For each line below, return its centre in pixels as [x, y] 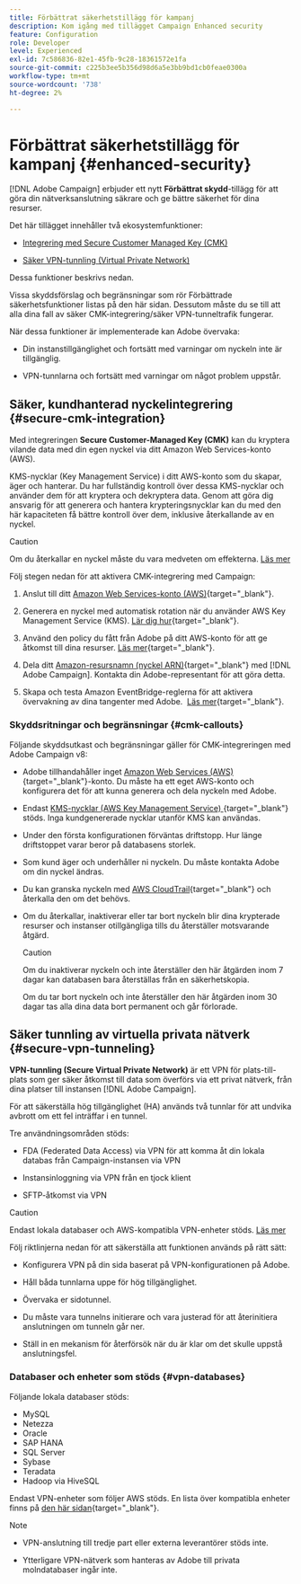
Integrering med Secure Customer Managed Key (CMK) [125, 243]
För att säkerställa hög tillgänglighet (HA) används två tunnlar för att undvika [150, 1107]
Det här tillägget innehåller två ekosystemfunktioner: [106, 226]
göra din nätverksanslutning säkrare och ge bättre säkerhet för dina [134, 199]
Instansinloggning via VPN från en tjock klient [106, 1178]
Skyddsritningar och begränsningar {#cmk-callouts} [127, 725]
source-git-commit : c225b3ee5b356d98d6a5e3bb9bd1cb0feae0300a [128, 68]
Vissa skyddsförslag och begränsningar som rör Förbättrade [121, 295]
